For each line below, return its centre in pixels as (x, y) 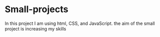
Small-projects (37, 9)
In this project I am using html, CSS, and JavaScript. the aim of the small (80, 23)
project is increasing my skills (35, 28)
